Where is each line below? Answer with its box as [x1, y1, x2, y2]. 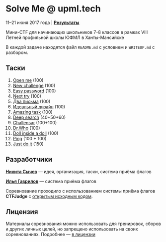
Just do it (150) [12, 141, 44, 147]
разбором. [5, 49, 28, 55]
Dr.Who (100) [12, 125, 40, 131]
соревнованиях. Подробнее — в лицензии [5, 232, 96, 238]
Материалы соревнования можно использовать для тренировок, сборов [5, 221, 161, 227]
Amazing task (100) [12, 109, 53, 115]
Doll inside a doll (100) [12, 130, 59, 136]
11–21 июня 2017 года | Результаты [5, 19, 80, 25]
